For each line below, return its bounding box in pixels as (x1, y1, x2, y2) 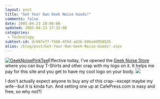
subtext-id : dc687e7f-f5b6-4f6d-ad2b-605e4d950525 (5, 39, 111, 44)
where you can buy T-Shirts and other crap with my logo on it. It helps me (5, 63, 155, 68)
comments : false (5, 16, 38, 21)
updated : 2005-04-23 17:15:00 (5, 26, 67, 31)
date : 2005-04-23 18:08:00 (5, 21, 61, 26)
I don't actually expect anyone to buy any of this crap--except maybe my (5, 78, 153, 84)
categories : (5, 30, 30, 35)
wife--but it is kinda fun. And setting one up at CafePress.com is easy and (5, 83, 155, 89)
